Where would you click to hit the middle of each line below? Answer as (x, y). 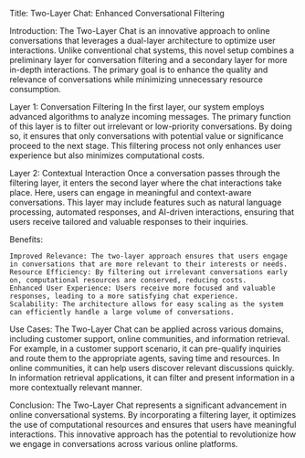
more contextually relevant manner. (76, 387)
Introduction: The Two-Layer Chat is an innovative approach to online (140, 31)
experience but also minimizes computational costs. (107, 155)
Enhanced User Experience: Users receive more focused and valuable (142, 288)
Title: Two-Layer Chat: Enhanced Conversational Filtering (117, 13)
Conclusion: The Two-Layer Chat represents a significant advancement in (148, 405)
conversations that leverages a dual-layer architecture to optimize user (142, 41)
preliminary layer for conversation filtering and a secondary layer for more (148, 60)
